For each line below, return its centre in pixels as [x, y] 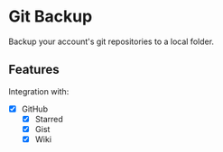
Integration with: [39, 91]
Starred [49, 119]
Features [34, 70]
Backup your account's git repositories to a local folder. [111, 41]
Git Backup [51, 17]
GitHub [35, 109]
